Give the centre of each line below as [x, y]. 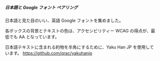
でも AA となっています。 [34, 37]
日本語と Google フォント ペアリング [42, 7]
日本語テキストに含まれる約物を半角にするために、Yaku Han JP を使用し [77, 47]
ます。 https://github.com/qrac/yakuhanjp [51, 53]
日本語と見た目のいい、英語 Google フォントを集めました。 [64, 20]
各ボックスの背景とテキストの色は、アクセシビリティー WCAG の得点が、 [78, 30]
